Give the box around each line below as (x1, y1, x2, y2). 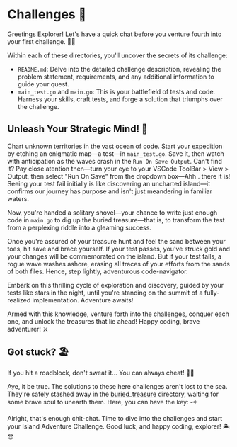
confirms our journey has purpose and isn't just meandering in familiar (7, 187, 212, 196)
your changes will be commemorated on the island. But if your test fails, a (7, 251, 221, 261)
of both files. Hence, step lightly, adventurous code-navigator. (7, 267, 189, 276)
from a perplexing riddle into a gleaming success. (7, 223, 152, 232)
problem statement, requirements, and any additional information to (17, 72, 214, 81)
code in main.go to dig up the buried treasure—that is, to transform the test (7, 215, 225, 224)
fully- (204, 288, 220, 297)
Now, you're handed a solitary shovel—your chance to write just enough (7, 208, 218, 217)
